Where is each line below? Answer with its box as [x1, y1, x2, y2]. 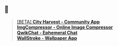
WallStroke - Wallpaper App [16, 35, 77, 41]
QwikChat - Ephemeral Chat [16, 29, 78, 36]
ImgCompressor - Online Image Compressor [16, 24, 113, 30]
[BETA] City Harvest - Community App [16, 18, 100, 25]
